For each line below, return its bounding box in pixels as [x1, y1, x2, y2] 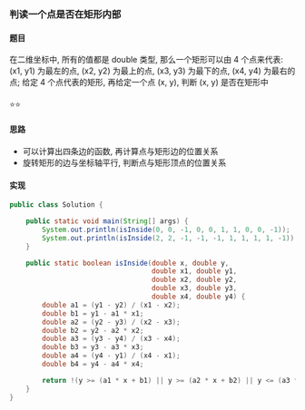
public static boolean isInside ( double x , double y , [25, 259, 230, 268]
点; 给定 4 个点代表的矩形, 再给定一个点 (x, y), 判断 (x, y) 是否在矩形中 [9, 77, 270, 88]
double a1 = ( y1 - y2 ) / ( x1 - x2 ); [42, 300, 181, 309]
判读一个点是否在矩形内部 [9, 7, 122, 20]
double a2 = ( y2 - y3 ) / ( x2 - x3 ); [42, 317, 181, 327]
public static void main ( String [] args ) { [25, 217, 189, 226]
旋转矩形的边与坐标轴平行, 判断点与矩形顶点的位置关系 [22, 157, 227, 168]
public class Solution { [9, 200, 103, 210]
